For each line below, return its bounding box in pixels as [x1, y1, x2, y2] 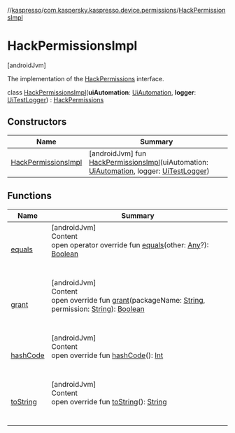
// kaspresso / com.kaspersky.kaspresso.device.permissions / [7, 6, 179, 14]
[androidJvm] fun [88, 149, 147, 158]
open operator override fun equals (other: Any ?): [51, 240, 209, 249]
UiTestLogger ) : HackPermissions [7, 95, 104, 104]
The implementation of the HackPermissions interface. [7, 74, 164, 83]
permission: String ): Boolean [51, 304, 145, 314]
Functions [7, 190, 52, 202]
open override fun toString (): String [51, 397, 167, 406]
